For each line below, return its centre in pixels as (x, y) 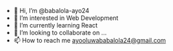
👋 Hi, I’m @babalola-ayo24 (51, 11)
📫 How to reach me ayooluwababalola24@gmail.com (90, 40)
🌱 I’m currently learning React (56, 25)
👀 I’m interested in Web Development (66, 18)
